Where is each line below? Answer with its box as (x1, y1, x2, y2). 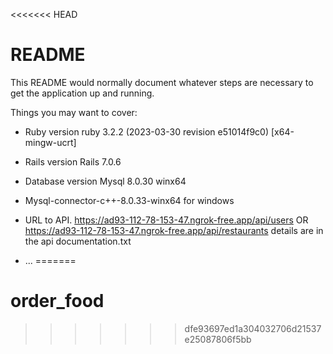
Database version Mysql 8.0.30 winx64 (24, 175, 187, 187)
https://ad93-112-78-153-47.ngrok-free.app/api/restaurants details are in (24, 224, 324, 236)
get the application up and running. (10, 87, 155, 99)
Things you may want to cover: (10, 106, 138, 118)
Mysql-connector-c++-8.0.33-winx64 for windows (24, 194, 235, 206)
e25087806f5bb (184, 333, 252, 345)
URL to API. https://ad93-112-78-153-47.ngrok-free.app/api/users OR (24, 214, 309, 226)
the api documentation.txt (24, 235, 132, 247)
